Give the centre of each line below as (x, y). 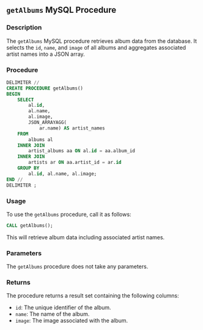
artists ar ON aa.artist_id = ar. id (75, 163)
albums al (41, 140)
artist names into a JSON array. (46, 54)
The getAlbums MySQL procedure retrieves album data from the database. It (102, 41)
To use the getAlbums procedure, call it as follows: (69, 214)
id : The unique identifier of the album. (63, 308)
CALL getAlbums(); (30, 225)
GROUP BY (28, 168)
